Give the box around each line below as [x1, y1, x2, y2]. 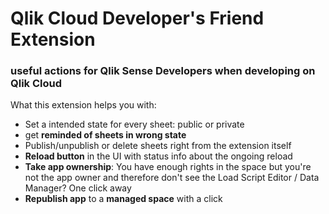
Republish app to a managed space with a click [24, 193, 223, 205]
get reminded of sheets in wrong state [24, 129, 187, 141]
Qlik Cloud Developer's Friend [10, 7, 265, 30]
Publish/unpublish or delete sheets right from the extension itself [24, 140, 292, 152]
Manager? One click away [24, 182, 132, 194]
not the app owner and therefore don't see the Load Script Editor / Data [24, 172, 320, 184]
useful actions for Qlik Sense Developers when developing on [10, 64, 316, 78]
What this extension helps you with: [10, 99, 157, 111]
